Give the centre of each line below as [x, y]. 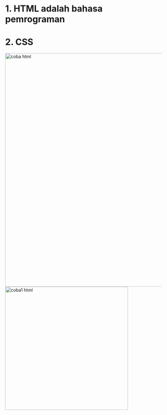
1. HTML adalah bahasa [54, 9]
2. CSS [19, 42]
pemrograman [35, 19]
